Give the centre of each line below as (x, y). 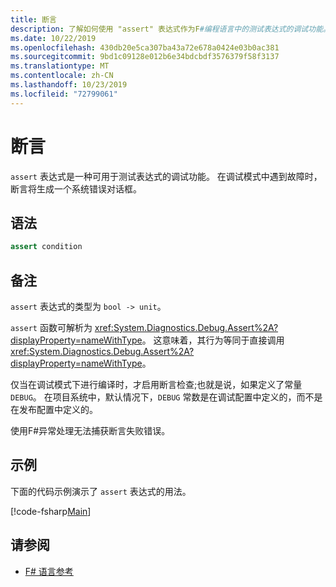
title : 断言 (33, 19)
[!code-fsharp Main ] (51, 511)
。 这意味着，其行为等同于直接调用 (213, 340)
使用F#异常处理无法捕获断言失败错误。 (90, 431)
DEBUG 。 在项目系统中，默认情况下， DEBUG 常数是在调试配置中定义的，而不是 (166, 397)
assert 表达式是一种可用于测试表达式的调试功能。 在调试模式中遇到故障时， (166, 176)
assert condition (46, 247)
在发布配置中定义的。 (54, 410)
